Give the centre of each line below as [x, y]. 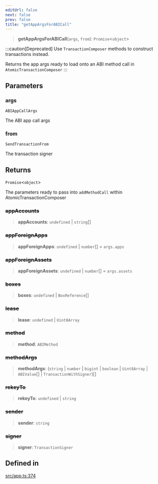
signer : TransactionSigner [45, 447]
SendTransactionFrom [27, 144]
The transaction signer [29, 154]
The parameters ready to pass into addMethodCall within [64, 192]
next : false [18, 15]
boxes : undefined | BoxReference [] [53, 296]
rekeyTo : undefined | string [47, 398]
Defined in [22, 463]
